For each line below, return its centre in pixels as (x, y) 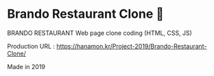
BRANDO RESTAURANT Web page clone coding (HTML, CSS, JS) (99, 33)
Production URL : (31, 46)
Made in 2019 (26, 66)
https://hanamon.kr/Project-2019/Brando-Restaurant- (132, 46)
